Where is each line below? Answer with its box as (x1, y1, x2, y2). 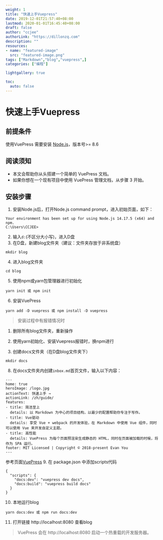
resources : (5, 43, 28, 48)
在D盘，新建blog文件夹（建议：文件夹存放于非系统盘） (12, 240, 123, 246)
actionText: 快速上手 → (5, 391, 51, 396)
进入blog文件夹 (12, 259, 43, 265)
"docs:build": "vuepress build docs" (14, 482, 91, 487)
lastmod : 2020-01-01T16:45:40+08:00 (5, 21, 80, 26)
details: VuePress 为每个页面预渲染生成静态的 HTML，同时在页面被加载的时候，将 (10, 436, 159, 441)
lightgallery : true (5, 70, 45, 76)
